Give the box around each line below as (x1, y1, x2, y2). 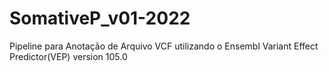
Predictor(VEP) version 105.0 (9, 50, 128, 62)
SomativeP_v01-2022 (9, 7, 191, 30)
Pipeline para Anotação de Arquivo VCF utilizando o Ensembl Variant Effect (9, 40, 319, 52)
